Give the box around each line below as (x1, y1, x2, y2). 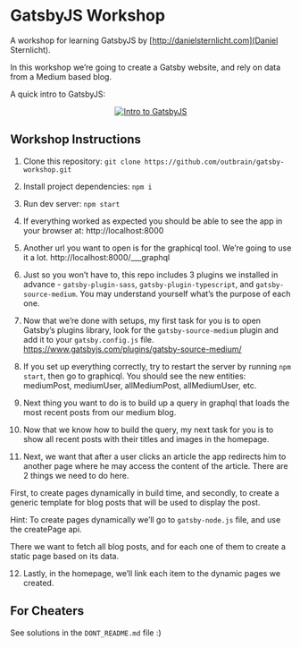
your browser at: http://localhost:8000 (22, 225, 164, 235)
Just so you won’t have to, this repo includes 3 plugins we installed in (22, 269, 279, 280)
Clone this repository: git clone (22, 156, 141, 166)
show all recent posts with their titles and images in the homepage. (22, 433, 270, 444)
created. (22, 577, 54, 588)
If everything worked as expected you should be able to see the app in (22, 216, 283, 226)
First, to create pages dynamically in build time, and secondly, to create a (10, 487, 279, 498)
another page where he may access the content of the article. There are (22, 460, 288, 471)
